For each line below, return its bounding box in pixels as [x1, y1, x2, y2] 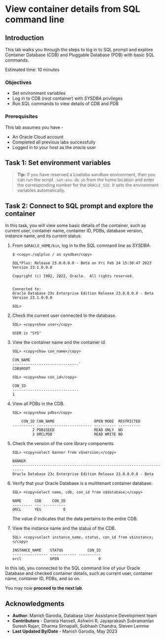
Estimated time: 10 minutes [5, 67, 60, 73]
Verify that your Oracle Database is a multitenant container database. [12, 480, 153, 487]
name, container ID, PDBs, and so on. [5, 576, 81, 582]
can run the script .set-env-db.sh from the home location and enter [17, 177, 155, 183]
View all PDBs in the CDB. [12, 401, 65, 407]
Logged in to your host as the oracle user [12, 144, 97, 150]
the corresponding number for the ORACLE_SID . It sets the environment [17, 182, 159, 188]
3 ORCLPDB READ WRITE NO [32, 432, 123, 437]
